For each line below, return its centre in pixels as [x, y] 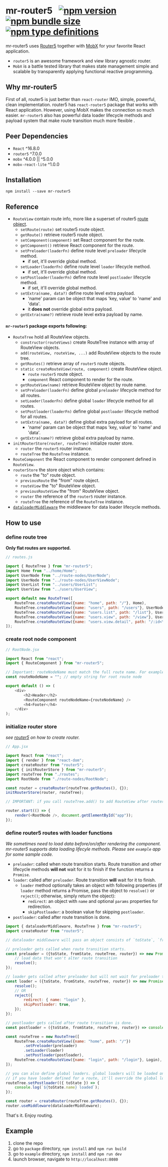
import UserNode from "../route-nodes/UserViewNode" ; [63, 580]
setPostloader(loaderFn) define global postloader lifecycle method [89, 411]
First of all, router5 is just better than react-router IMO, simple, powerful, [81, 99]
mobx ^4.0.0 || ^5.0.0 [33, 159]
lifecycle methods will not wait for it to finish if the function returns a [83, 869]
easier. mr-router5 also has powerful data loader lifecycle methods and [79, 115]
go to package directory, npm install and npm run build [70, 1148]
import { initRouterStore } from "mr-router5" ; [56, 770]
